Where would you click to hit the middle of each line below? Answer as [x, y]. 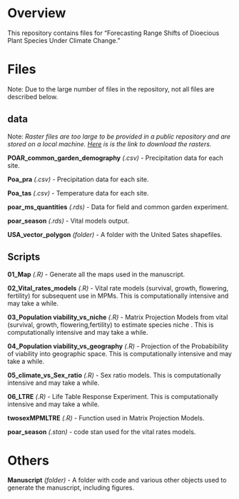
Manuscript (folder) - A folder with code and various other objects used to [117, 480]
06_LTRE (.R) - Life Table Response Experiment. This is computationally [113, 396]
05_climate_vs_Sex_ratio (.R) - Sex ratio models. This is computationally [114, 375]
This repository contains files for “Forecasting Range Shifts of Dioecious [113, 33]
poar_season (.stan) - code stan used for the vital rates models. [102, 432]
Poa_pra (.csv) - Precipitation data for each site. [78, 179]
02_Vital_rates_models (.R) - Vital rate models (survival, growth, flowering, [118, 288]
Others [29, 460]
